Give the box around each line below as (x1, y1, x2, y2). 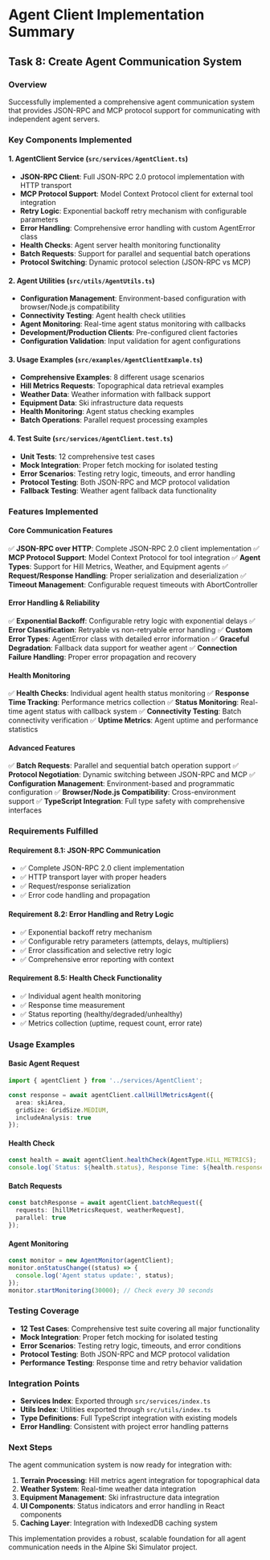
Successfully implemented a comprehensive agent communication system (8, 96, 255, 106)
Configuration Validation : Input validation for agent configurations (19, 336, 241, 346)
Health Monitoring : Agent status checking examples (19, 407, 194, 416)
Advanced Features (8, 743, 76, 752)
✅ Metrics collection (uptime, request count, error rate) (19, 1018, 202, 1028)
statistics (8, 725, 39, 735)
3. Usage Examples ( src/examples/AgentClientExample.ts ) (8, 354, 203, 364)
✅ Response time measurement (19, 1000, 125, 1009)
